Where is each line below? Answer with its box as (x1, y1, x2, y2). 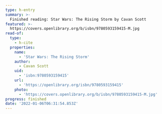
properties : (10, 45, 36, 50)
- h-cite (14, 40, 33, 45)
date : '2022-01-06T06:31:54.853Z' (5, 101, 79, 106)
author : (14, 59, 30, 64)
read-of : (5, 31, 24, 36)
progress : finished (5, 96, 47, 101)
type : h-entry (5, 7, 36, 13)
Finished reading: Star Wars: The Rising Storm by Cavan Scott (10, 17, 146, 22)
